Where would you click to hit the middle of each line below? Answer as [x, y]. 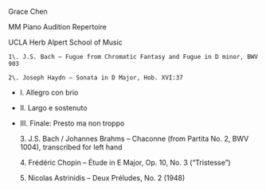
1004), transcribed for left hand [71, 147]
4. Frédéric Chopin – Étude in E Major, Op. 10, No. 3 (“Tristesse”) [125, 163]
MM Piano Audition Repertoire [58, 27]
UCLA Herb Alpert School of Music [66, 42]
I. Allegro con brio [49, 92]
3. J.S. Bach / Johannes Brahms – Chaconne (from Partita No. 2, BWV [134, 139]
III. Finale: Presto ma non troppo [72, 123]
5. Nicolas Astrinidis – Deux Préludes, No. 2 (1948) [102, 178]
